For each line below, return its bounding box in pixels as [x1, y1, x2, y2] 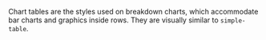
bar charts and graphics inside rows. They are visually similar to [8, 15, 219, 25]
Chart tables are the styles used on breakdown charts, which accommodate [8, 7, 259, 16]
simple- [220, 17, 246, 25]
